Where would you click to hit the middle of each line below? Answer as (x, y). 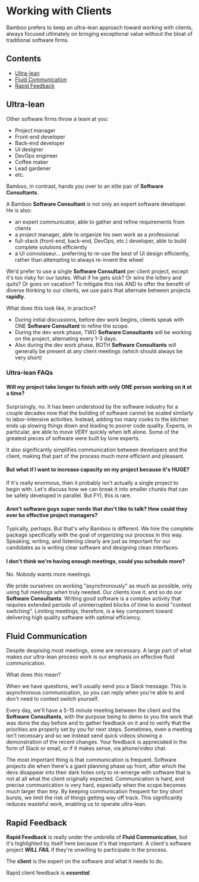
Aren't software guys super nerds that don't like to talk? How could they (97, 509)
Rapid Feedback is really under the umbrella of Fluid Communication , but (97, 837)
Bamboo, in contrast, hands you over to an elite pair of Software (85, 186)
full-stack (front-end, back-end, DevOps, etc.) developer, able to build (100, 241)
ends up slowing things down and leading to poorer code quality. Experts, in (99, 425)
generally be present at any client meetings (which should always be (99, 351)
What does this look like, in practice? (51, 308)
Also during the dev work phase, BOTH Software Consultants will (95, 345)
